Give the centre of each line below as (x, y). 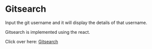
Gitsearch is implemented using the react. (48, 32)
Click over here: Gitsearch (32, 41)
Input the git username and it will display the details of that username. (76, 23)
